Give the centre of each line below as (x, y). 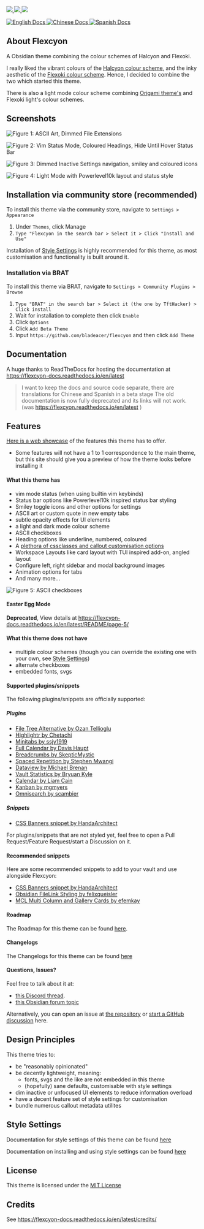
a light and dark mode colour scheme (62, 526)
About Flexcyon (37, 41)
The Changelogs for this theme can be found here (70, 956)
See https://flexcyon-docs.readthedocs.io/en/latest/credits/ (81, 1219)
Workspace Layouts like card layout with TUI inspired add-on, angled (102, 552)
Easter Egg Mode (28, 604)
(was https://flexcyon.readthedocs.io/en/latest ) (81, 407)
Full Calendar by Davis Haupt (52, 748)
